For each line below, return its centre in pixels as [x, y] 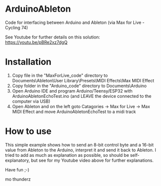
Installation [28, 62]
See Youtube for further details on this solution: [53, 37]
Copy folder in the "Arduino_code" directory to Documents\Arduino [79, 86]
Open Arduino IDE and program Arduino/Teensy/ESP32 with [72, 91]
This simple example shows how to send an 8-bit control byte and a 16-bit [79, 145]
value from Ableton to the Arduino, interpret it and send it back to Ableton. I [80, 150]
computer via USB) [31, 101]
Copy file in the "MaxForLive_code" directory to [60, 75]
